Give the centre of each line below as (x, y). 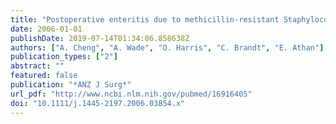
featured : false (44, 76)
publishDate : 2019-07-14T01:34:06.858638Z (100, 38)
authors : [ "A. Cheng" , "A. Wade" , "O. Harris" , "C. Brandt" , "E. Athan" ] (167, 47)
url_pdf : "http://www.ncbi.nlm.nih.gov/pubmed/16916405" (131, 94)
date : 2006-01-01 (46, 29)
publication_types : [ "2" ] (64, 57)
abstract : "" (37, 66)
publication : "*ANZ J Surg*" (71, 85)
